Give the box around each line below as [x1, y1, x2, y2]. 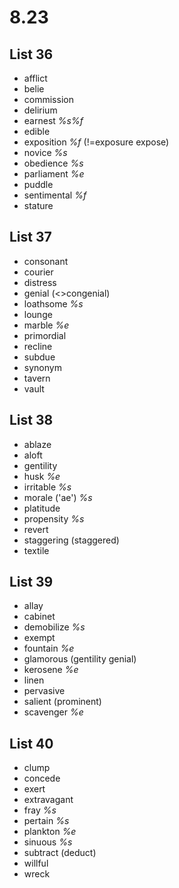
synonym [23, 361, 62, 373]
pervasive [23, 685, 66, 697]
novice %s [23, 147, 68, 158]
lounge [23, 308, 53, 320]
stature [23, 200, 54, 211]
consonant [23, 255, 69, 267]
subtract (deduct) [23, 847, 97, 859]
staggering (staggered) [23, 534, 120, 546]
